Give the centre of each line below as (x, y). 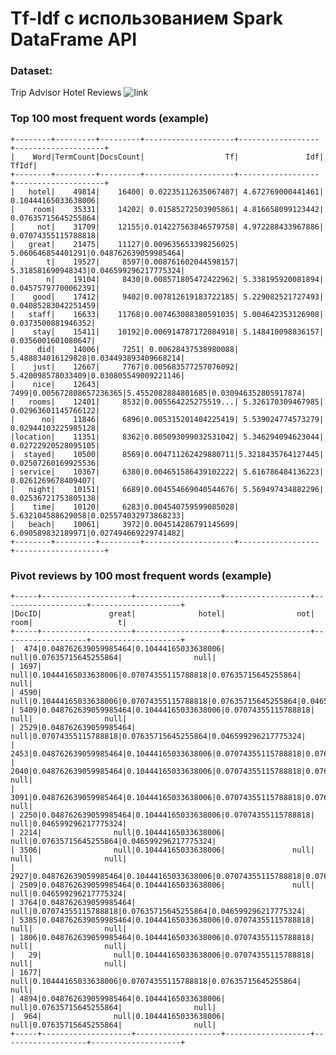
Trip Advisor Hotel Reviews (66, 93)
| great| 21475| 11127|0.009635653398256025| (125, 244)
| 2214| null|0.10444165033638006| (118, 833)
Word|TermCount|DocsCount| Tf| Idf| (178, 157)
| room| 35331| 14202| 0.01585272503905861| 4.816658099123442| (167, 209)
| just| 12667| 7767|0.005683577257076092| (125, 367)
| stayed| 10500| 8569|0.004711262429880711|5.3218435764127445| (167, 454)
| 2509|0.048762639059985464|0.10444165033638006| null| (162, 885)
